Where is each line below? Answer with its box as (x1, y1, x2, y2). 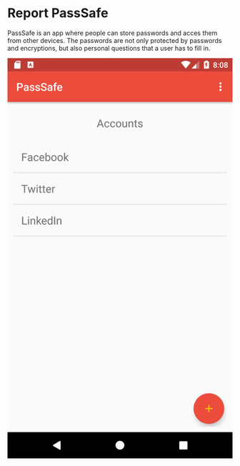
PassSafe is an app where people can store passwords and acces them (7, 29, 218, 37)
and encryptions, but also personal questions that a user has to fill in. (7, 44, 211, 52)
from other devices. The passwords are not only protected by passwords (7, 36, 222, 44)
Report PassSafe (7, 5, 109, 21)
